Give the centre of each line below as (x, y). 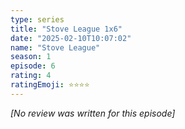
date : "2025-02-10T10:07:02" (71, 38)
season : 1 (31, 57)
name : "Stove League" (55, 47)
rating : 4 (31, 76)
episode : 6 (33, 66)
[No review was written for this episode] (93, 113)
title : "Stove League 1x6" (66, 29)
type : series (37, 19)
